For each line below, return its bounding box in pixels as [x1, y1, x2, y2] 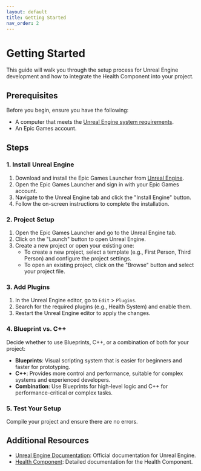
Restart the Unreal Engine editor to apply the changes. [15, 310, 151, 317]
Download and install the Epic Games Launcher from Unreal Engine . [15, 174, 185, 181]
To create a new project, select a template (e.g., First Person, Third [24, 248, 191, 256]
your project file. [24, 268, 65, 275]
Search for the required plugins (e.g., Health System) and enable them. [15, 303, 192, 310]
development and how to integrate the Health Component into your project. [6, 73, 194, 80]
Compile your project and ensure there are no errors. [6, 418, 138, 425]
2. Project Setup [6, 215, 54, 223]
